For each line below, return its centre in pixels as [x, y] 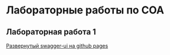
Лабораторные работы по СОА [85, 10]
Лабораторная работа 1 [51, 32]
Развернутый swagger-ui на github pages [57, 46]
